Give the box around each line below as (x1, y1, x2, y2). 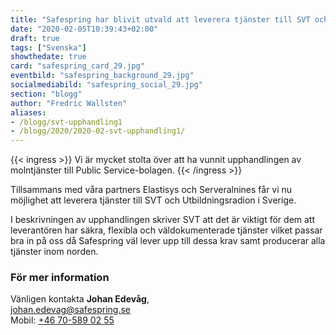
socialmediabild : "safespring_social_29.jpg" (10, 80, 203, 90)
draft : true (10, 33, 60, 43)
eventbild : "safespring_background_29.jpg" (10, 71, 195, 81)
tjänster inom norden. (10, 246, 99, 258)
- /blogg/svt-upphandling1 (10, 117, 123, 127)
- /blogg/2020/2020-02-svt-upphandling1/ (10, 126, 186, 136)
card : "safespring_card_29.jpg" (10, 61, 145, 71)
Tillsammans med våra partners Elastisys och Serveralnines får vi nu (10, 184, 293, 196)
